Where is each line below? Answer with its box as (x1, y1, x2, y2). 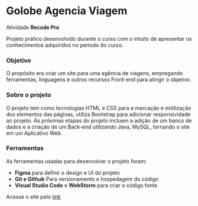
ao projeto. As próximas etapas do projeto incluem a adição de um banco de (6, 117, 192, 124)
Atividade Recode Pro (6, 24, 60, 31)
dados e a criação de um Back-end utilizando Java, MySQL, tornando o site (6, 123, 190, 130)
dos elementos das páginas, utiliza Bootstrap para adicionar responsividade (6, 111, 191, 118)
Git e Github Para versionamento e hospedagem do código (14, 175, 159, 182)
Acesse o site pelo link (6, 193, 61, 200)
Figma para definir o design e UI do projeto (14, 169, 120, 176)
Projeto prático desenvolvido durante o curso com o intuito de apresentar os (6, 35, 192, 42)
